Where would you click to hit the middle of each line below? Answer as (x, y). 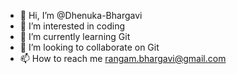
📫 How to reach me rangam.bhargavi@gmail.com (123, 58)
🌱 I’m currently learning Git (75, 36)
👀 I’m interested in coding (72, 26)
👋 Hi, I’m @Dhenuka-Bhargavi (81, 15)
